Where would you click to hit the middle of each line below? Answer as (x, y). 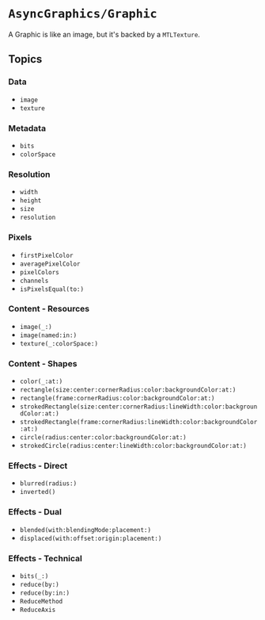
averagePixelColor (50, 264)
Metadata (27, 128)
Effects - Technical (45, 558)
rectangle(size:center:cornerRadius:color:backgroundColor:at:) (128, 390)
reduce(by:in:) (45, 593)
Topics (25, 59)
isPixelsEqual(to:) (52, 289)
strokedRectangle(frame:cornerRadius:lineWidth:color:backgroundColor (138, 423)
